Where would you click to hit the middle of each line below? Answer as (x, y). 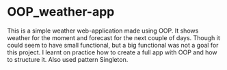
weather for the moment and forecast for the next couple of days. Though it (114, 37)
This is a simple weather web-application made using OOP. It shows (103, 31)
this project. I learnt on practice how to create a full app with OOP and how (112, 52)
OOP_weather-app (61, 12)
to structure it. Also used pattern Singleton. (68, 59)
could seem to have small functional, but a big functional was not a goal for (113, 45)
